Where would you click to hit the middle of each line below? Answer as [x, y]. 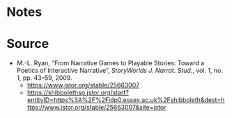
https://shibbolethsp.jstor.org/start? [78, 93]
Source [28, 44]
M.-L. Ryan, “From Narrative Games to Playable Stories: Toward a [110, 63]
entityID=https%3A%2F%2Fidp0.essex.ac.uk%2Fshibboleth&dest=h [126, 100]
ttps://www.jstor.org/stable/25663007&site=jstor [96, 108]
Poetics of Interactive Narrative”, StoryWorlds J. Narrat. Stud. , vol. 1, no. [120, 71]
